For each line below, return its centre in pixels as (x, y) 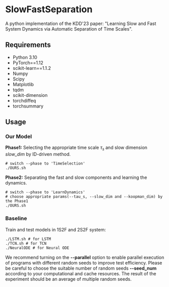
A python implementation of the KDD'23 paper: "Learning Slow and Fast (81, 23)
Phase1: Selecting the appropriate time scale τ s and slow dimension (76, 148)
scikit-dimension (30, 95)
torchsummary (28, 106)
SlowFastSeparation (49, 9)
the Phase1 (17, 201)
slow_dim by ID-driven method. (38, 154)
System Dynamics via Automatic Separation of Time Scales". (69, 29)
